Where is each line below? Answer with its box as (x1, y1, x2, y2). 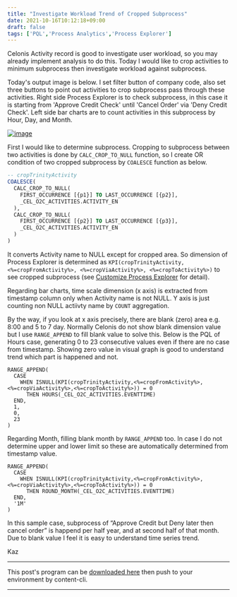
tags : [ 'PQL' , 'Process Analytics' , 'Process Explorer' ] (7, 30, 172, 37)
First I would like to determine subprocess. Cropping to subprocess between (7, 143, 230, 152)
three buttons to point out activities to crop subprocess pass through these (7, 85, 225, 94)
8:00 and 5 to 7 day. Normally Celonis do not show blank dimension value (7, 322, 221, 331)
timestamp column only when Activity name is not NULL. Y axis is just (7, 294, 210, 302)
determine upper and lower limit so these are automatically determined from (7, 442, 229, 450)
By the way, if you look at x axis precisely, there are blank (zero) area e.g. (7, 315, 221, 324)
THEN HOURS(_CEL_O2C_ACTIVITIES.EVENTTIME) (25, 391, 157, 398)
